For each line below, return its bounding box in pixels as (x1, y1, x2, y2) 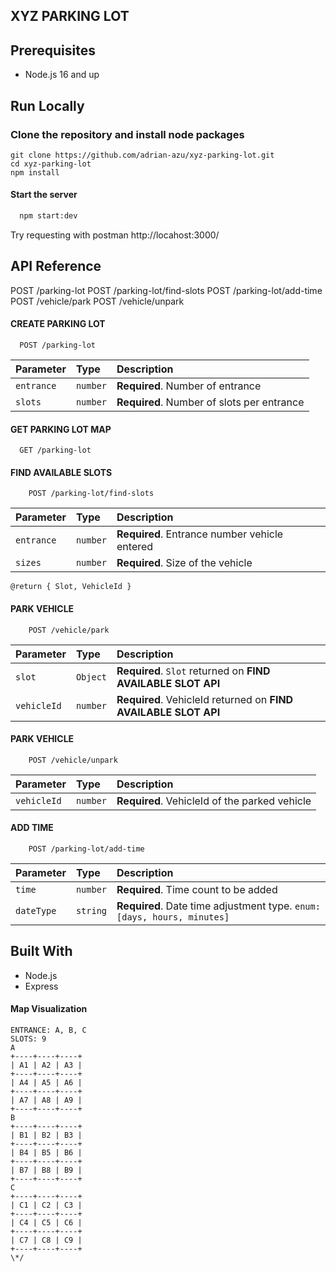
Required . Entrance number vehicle (116, 527, 284, 541)
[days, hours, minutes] (116, 912, 230, 923)
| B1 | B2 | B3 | (10, 1130, 83, 1141)
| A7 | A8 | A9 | (10, 1095, 83, 1106)
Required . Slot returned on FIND (116, 664, 271, 678)
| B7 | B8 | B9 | (10, 1165, 83, 1176)
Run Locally (10, 97, 85, 114)
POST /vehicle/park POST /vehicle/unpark (10, 295, 185, 307)
